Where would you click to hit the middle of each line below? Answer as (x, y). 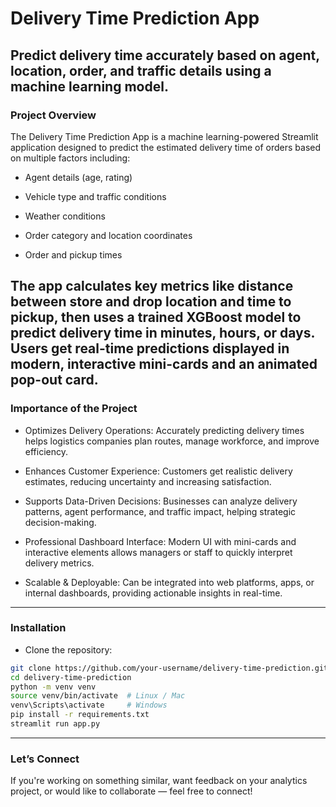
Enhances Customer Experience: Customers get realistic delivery (158, 471)
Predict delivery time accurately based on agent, (165, 55)
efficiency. (46, 451)
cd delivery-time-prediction (71, 677)
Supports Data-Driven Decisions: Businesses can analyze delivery (161, 501)
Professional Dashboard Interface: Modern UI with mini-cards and (160, 541)
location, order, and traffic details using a (141, 70)
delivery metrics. (59, 563)
